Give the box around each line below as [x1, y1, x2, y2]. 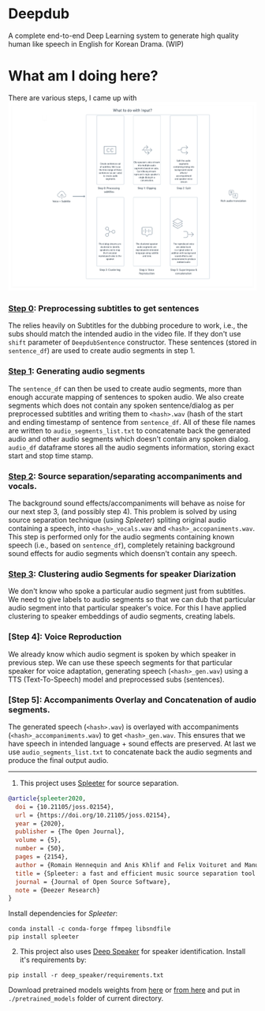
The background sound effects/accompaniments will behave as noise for [8, 498, 246, 508]
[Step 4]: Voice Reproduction [8, 631, 122, 642]
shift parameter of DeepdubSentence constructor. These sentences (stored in [8, 337, 257, 348]
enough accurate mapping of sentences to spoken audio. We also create [8, 392, 244, 401]
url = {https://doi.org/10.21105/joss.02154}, [15, 811, 171, 819]
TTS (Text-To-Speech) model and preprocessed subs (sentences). [8, 675, 225, 684]
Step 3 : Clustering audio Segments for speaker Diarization [8, 568, 237, 579]
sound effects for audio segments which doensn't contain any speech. [8, 549, 237, 558]
